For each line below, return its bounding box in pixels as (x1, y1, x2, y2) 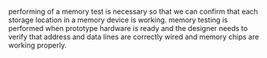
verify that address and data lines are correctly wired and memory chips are (8, 32, 259, 41)
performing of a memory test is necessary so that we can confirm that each (8, 7, 258, 16)
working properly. (8, 41, 67, 50)
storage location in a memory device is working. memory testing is (8, 15, 229, 25)
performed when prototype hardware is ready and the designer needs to (8, 24, 249, 33)
